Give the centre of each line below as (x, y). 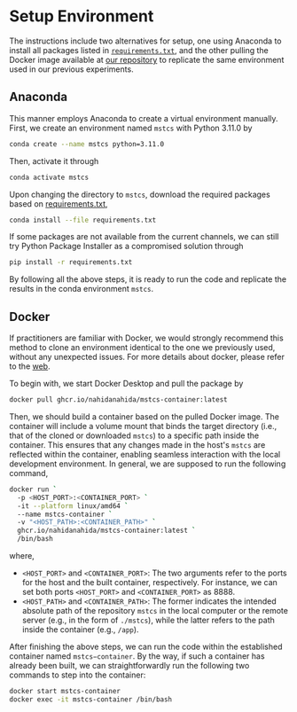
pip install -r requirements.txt (71, 262)
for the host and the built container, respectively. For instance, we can (149, 583)
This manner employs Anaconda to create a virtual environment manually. (144, 118)
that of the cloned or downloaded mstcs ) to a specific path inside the (134, 435)
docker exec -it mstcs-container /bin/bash (91, 699)
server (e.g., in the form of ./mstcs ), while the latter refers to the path (148, 620)
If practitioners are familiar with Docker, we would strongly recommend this (146, 338)
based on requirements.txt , (59, 203)
